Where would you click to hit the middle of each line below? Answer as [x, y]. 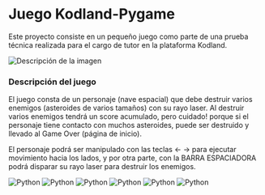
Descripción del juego [53, 82]
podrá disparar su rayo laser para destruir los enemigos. [102, 167]
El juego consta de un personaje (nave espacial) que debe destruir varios [130, 100]
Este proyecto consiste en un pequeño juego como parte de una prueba [128, 36]
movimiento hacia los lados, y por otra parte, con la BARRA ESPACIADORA [132, 158]
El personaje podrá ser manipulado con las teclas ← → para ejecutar [122, 150]
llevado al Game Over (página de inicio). [75, 134]
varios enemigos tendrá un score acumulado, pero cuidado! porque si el [128, 117]
